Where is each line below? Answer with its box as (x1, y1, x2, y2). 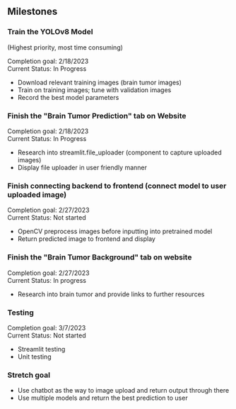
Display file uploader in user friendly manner (17, 163, 147, 172)
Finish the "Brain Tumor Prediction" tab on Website (7, 111, 187, 121)
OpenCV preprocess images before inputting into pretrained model (17, 227, 213, 236)
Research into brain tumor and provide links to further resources (17, 290, 205, 298)
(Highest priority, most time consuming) (7, 43, 124, 52)
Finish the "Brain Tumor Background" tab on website (7, 252, 192, 262)
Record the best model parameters (17, 93, 119, 101)
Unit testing (17, 352, 52, 361)
